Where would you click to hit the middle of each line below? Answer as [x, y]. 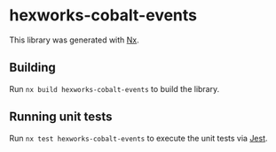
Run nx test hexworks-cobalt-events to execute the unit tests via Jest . [138, 138]
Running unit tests [61, 117]
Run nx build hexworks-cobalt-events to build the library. [114, 88]
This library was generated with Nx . [74, 40]
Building [32, 68]
